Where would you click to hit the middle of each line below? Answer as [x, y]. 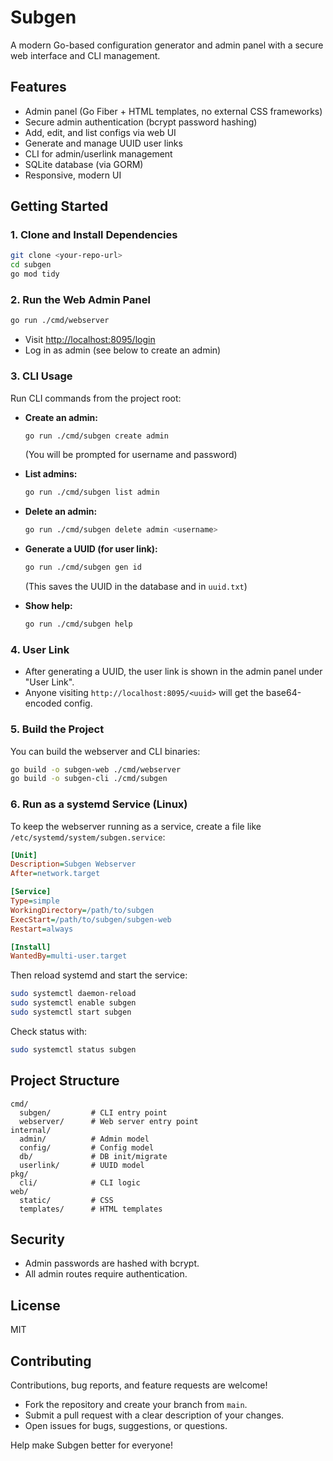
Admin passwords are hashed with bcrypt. [112, 1263]
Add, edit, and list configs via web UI [100, 132]
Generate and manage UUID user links [103, 143]
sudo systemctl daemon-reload [73, 994]
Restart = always [42, 929]
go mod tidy [35, 274]
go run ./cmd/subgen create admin [96, 436]
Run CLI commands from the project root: [96, 398]
